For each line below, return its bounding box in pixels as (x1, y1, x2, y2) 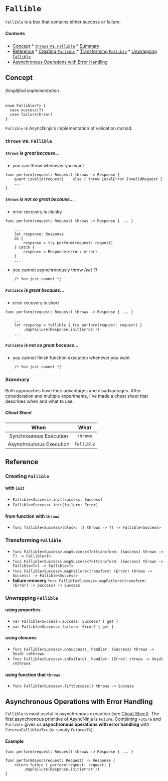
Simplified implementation (5, 87, 59, 93)
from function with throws (5, 513, 60, 519)
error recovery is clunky (12, 209, 62, 215)
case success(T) (10, 107, 44, 113)
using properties (5, 607, 41, 613)
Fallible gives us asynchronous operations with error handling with (5, 721, 149, 727)
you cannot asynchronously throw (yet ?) (12, 267, 98, 273)
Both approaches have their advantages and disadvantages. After (5, 387, 141, 393)
